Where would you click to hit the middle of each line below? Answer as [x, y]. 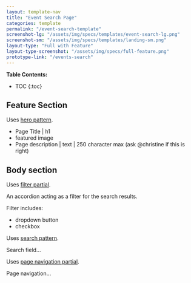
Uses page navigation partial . [43, 262]
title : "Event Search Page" [42, 18]
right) [22, 151]
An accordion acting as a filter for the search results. [72, 196]
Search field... [24, 250]
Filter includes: [25, 208]
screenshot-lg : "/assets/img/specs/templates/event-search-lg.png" [93, 35]
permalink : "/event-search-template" [54, 29]
